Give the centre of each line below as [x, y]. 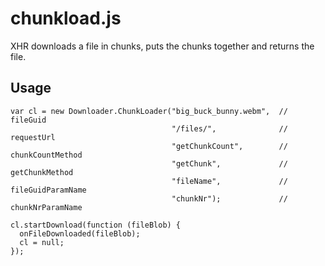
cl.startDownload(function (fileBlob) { [96, 225]
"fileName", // [229, 181]
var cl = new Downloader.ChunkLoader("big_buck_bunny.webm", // [149, 111]
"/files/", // [229, 128]
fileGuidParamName [48, 190]
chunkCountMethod [46, 155]
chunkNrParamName [46, 207]
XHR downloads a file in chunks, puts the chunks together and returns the [162, 46]
